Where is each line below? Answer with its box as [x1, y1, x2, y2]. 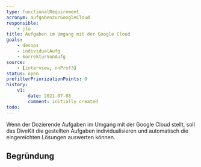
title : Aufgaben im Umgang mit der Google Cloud [6, 31, 131, 37]
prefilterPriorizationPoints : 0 [6, 76, 87, 82]
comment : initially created [28, 98, 98, 104]
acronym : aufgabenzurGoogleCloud [6, 14, 90, 20]
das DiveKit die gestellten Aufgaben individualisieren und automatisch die [6, 127, 188, 134]
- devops [17, 43, 39, 49]
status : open [6, 71, 39, 77]
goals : [6, 37, 23, 43]
